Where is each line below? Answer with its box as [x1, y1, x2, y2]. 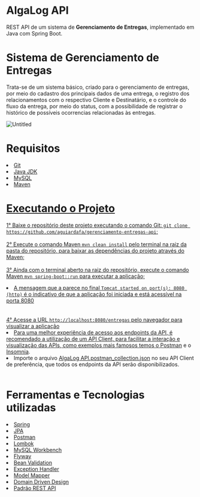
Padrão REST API [14, 484, 56, 492]
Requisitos [6, 142, 60, 155]
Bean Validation [14, 459, 53, 466]
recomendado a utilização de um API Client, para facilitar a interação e [6, 335, 180, 342]
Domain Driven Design [14, 478, 69, 485]
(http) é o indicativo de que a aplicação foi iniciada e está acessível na [6, 291, 182, 298]
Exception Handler [14, 465, 59, 472]
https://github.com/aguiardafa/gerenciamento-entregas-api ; [6, 227, 159, 235]
